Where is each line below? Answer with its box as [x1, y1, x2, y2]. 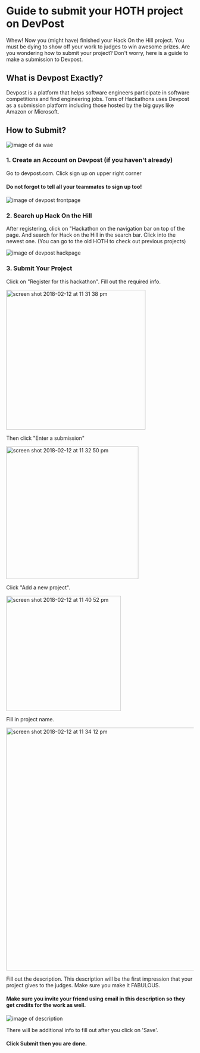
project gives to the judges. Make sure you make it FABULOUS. [6, 981, 161, 988]
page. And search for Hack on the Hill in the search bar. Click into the [6, 231, 176, 238]
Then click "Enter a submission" [6, 434, 85, 442]
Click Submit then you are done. [6, 1040, 87, 1047]
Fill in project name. [6, 715, 55, 723]
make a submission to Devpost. [6, 56, 83, 63]
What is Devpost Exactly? [6, 73, 104, 83]
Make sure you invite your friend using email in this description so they [6, 995, 186, 1002]
